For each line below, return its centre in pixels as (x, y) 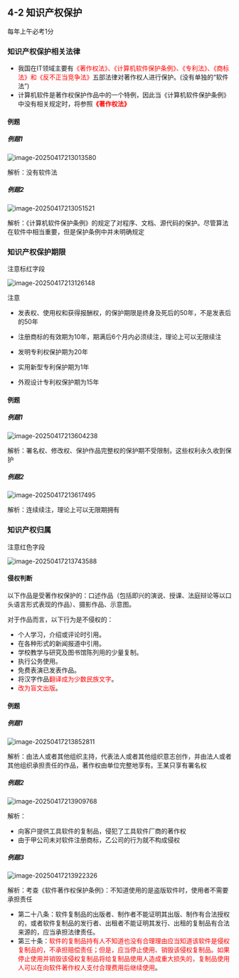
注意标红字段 (26, 268)
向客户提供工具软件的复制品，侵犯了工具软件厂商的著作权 (102, 831)
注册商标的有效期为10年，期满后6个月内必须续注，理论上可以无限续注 (119, 336)
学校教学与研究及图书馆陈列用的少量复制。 (80, 652)
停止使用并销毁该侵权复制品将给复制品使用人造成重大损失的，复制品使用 (123, 959)
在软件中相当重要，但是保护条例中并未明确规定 (76, 232)
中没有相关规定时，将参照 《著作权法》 (74, 104)
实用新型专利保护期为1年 (53, 367)
